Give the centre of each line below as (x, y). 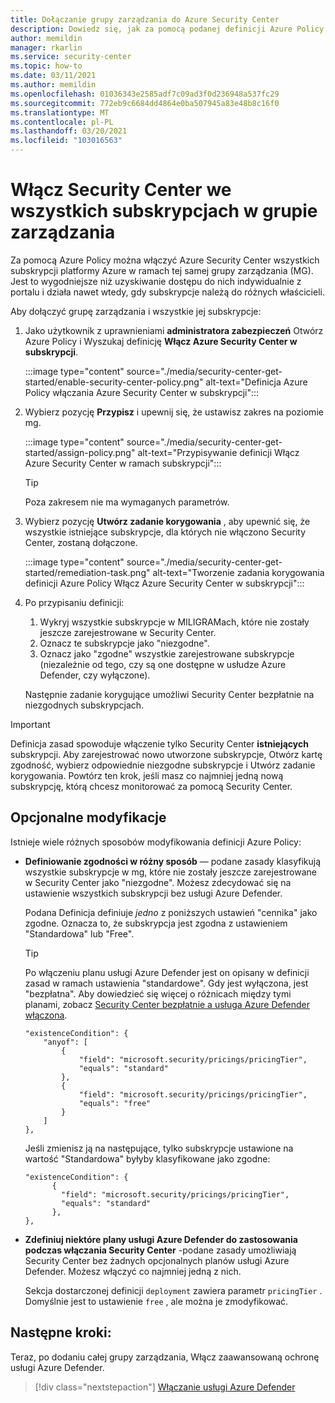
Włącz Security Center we (121, 190)
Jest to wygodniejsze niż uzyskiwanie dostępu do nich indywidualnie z (156, 281)
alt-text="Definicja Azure (256, 382)
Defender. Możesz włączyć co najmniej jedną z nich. (133, 1271)
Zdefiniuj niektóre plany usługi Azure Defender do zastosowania (161, 1239)
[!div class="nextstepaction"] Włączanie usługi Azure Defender (165, 1387)
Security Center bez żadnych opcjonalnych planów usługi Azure (157, 1260)
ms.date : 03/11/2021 (53, 76)
